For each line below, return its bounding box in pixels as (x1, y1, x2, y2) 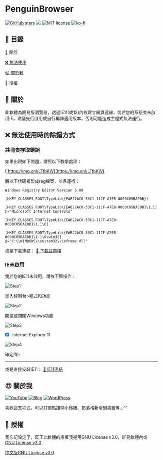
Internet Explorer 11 (12, 332, 51, 337)
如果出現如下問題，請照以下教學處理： (5, 159, 81, 164)
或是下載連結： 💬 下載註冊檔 (5, 248, 62, 254)
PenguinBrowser (5, 3, 74, 15)
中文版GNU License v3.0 (5, 450, 54, 456)
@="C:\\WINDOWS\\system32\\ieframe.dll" (5, 239, 88, 244)
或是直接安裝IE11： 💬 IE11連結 (5, 366, 63, 372)
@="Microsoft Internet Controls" (5, 209, 73, 214)
